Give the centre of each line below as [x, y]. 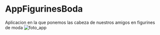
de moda [14, 27]
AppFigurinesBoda [44, 9]
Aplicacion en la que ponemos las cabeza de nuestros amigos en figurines [80, 22]
